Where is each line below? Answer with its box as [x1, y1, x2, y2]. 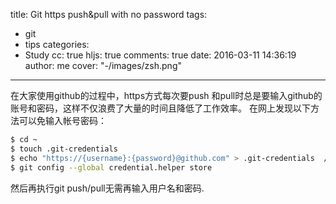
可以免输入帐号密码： [18, 115, 107, 126]
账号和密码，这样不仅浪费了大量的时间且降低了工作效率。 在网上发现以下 [10, 102, 311, 114]
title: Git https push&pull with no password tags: [10, 9, 208, 20]
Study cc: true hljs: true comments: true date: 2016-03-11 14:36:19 [24, 49, 297, 61]
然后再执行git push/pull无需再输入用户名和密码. [10, 182, 205, 194]
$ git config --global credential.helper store [10, 162, 213, 173]
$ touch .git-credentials [10, 144, 118, 154]
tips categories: [24, 39, 90, 50]
